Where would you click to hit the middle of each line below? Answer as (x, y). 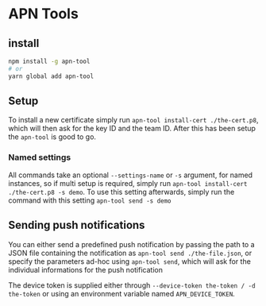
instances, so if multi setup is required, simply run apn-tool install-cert (128, 183)
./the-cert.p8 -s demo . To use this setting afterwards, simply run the (121, 192)
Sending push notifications (77, 225)
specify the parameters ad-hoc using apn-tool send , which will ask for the (130, 261)
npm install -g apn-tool (49, 61)
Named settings (40, 157)
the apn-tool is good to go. (52, 137)
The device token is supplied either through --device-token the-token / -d (132, 285)
